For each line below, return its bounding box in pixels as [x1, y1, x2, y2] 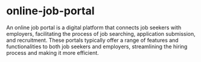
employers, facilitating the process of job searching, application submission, [6, 30, 196, 37]
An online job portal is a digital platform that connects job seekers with [6, 24, 182, 31]
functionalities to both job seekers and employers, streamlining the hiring [6, 43, 188, 50]
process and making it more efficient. [6, 49, 100, 56]
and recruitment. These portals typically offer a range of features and [6, 36, 179, 44]
